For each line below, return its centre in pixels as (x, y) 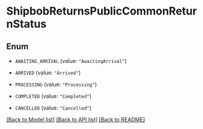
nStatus (26, 24)
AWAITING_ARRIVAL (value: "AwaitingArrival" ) (71, 61)
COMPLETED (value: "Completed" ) (53, 96)
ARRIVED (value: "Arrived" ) (48, 73)
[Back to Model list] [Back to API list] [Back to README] (76, 120)
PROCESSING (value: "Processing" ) (56, 84)
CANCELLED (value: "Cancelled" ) (53, 108)
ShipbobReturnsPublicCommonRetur (101, 11)
